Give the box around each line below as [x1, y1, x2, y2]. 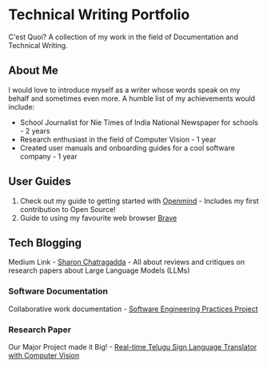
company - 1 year [19, 151, 78, 161]
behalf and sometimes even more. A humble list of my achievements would [8, 94, 256, 103]
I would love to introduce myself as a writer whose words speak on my [8, 85, 241, 94]
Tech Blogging [8, 236, 82, 250]
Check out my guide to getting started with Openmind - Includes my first [19, 196, 260, 206]
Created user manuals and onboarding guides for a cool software [19, 142, 236, 153]
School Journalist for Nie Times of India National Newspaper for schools [19, 118, 258, 127]
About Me [8, 64, 58, 78]
